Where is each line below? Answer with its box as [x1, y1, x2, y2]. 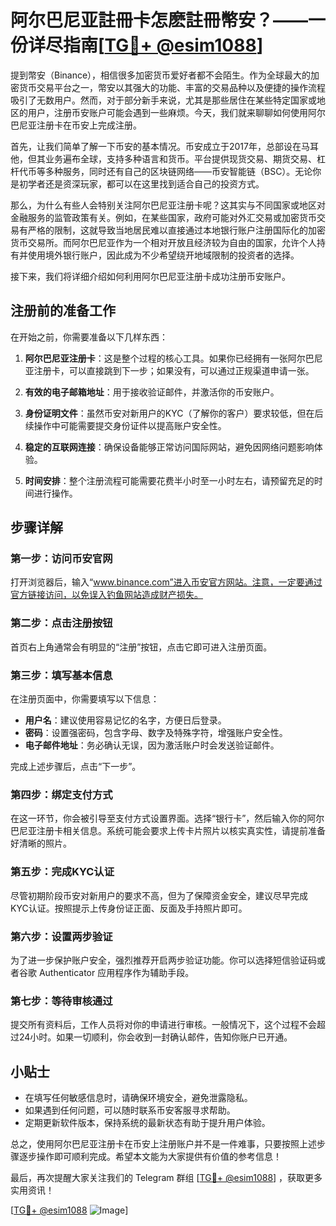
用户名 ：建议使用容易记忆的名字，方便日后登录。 [24, 714, 227, 726]
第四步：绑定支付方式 [10, 787, 113, 801]
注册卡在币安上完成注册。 [36, 119, 142, 131]
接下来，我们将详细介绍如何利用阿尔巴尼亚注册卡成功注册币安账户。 [10, 270, 291, 282]
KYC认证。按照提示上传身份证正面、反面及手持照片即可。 [10, 902, 248, 914]
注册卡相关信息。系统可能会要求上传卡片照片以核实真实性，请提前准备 [36, 825, 326, 837]
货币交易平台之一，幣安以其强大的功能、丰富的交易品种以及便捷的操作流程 [18, 81, 326, 93]
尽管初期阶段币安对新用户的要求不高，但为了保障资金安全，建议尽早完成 [10, 889, 308, 901]
